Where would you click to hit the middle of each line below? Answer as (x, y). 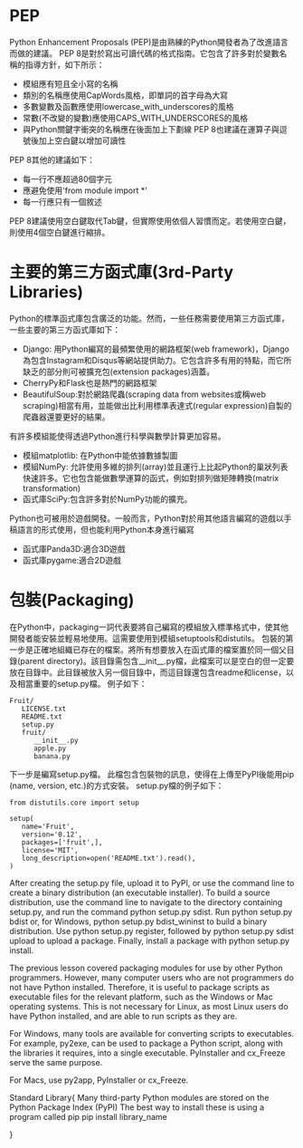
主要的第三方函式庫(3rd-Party (121, 272)
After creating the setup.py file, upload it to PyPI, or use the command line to (152, 883)
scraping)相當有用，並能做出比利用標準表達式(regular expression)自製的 (157, 405)
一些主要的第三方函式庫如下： (65, 329)
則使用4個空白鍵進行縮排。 (60, 232)
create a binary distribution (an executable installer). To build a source (140, 892)
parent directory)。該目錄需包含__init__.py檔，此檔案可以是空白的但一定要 (157, 661)
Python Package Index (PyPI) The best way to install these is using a (137, 1107)
